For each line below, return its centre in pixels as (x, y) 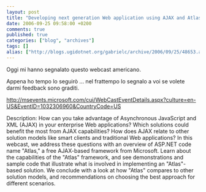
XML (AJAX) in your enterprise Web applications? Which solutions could (97, 125)
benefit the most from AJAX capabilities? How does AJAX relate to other (98, 131)
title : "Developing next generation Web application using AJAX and (96, 18)
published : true (27, 35)
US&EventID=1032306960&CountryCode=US (64, 106)
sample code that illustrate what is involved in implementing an (86, 164)
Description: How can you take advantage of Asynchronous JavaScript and (101, 118)
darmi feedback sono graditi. (43, 88)
